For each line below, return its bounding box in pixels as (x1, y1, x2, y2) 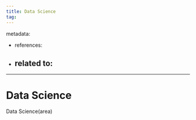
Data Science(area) (6, 108, 52, 115)
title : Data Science (6, 8, 57, 15)
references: (14, 42, 43, 49)
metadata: (6, 30, 30, 37)
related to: (14, 58, 53, 68)
